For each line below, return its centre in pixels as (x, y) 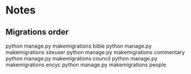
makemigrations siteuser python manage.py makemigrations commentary (95, 52)
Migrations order (37, 32)
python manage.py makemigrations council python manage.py (82, 58)
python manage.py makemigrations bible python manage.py (79, 46)
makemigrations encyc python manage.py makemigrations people (86, 65)
